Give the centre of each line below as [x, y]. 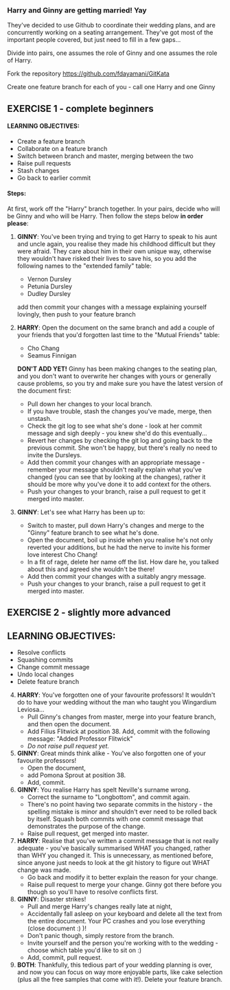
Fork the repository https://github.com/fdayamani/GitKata [88, 73]
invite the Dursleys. [55, 455]
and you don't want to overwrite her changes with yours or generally [114, 376]
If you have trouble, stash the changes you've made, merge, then [119, 411]
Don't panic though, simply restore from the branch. [101, 936]
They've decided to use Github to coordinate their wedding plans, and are [112, 25]
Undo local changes [45, 674]
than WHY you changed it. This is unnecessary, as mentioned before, [115, 855]
